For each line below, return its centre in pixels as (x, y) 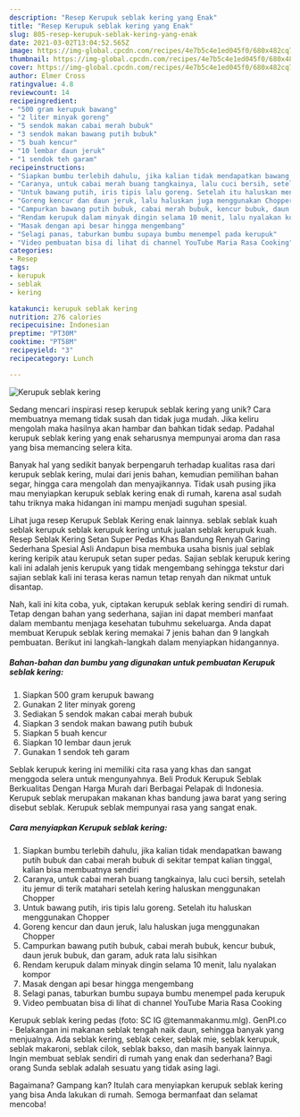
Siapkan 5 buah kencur (64, 733)
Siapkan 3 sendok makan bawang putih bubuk (108, 723)
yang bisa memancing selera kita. (71, 447)
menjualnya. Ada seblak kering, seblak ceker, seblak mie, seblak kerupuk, (144, 1039)
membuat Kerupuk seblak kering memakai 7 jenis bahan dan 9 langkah (139, 632)
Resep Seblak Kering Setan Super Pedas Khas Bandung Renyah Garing (140, 539)
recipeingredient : (43, 101)
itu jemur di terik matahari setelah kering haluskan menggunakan (141, 889)
